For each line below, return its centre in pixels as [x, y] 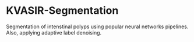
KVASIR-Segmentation [62, 11]
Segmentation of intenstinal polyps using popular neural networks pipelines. [97, 26]
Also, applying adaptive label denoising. [54, 32]
